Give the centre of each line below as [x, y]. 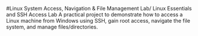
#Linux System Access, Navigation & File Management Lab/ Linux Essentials [99, 8]
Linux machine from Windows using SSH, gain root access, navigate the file [98, 21]
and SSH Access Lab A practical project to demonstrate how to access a [95, 15]
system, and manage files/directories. [52, 27]
